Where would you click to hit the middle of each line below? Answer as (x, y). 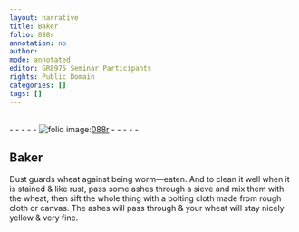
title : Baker (34, 26)
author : (24, 52)
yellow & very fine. (44, 217)
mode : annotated (40, 60)
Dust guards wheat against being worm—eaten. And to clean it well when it (149, 179)
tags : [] (26, 93)
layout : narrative (44, 18)
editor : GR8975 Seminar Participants (81, 69)
